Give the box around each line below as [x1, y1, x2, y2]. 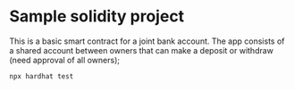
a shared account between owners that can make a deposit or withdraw [9, 45, 274, 55]
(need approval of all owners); [9, 54, 121, 65]
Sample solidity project [9, 6, 185, 27]
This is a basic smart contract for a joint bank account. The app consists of [9, 36, 285, 46]
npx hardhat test [9, 71, 74, 81]
